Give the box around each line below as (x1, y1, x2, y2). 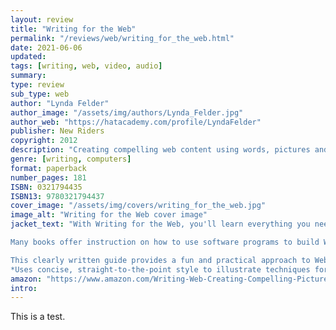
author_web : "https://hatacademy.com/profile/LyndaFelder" (10, 117, 262, 127)
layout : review (10, 14, 74, 25)
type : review (10, 80, 65, 90)
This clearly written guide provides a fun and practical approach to (10, 255, 311, 265)
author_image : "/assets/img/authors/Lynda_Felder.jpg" (10, 107, 244, 118)
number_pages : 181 (10, 172, 87, 183)
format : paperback (10, 163, 87, 173)
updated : (10, 52, 47, 62)
